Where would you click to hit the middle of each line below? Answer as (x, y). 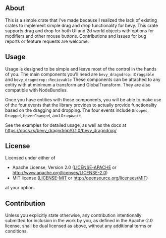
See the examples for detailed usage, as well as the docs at (66, 125)
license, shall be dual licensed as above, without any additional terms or (79, 226)
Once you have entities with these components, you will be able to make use (83, 99)
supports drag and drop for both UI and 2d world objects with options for (80, 31)
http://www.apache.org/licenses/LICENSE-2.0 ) (60, 173)
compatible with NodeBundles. (36, 90)
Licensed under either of (30, 158)
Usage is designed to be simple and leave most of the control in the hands (81, 69)
